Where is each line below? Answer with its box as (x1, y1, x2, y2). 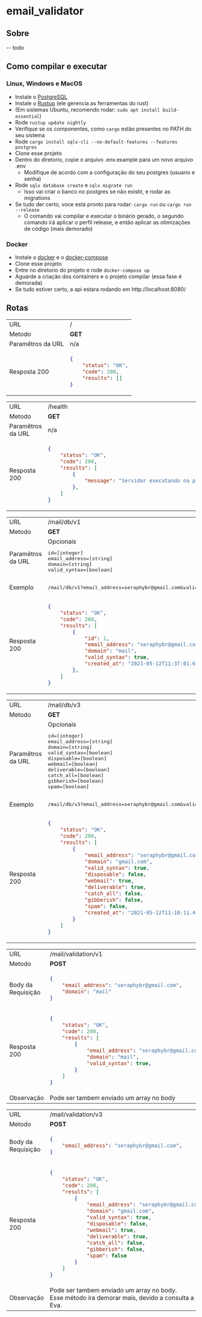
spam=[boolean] (47, 783, 90, 790)
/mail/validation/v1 (49, 950, 103, 958)
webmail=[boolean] (47, 761, 98, 768)
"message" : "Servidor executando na (84, 477, 190, 484)
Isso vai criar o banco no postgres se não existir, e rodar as (23, 188, 171, 195)
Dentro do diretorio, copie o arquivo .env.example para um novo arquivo (14, 156, 194, 163)
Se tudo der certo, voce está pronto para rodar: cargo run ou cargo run (14, 200, 192, 208)
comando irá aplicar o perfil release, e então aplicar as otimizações (23, 218, 191, 226)
